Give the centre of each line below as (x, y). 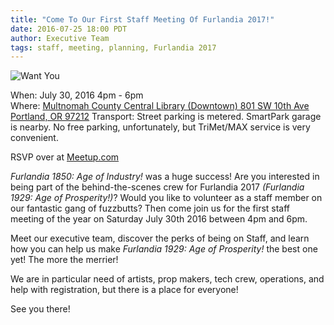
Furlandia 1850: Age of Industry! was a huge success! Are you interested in (165, 177)
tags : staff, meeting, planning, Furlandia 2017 (113, 47)
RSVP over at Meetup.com (65, 157)
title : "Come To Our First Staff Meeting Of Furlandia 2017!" (142, 19)
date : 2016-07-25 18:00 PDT (69, 29)
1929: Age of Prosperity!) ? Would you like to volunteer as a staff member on (166, 198)
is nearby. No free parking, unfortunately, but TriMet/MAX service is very (160, 127)
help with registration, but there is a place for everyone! (124, 290)
